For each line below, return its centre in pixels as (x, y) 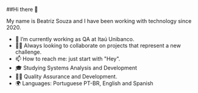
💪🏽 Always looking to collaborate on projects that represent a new (98, 46)
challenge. (28, 52)
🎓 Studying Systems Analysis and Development (76, 68)
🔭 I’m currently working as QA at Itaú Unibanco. (75, 39)
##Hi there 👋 (22, 9)
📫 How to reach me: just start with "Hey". (68, 59)
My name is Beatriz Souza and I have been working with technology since (99, 21)
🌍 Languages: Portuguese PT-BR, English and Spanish (84, 83)
